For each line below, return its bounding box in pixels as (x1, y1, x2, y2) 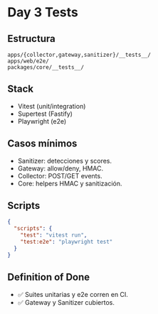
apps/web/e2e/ (7, 58, 50, 65)
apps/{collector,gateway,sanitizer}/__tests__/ (7, 51, 152, 58)
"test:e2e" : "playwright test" (20, 239, 113, 246)
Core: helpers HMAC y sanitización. (17, 179, 122, 188)
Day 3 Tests (7, 4, 78, 21)
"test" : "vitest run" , (20, 232, 88, 239)
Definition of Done (7, 271, 90, 283)
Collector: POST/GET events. (17, 171, 102, 180)
